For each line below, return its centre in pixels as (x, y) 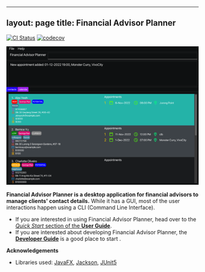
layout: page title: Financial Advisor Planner (91, 23)
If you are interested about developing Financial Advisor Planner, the (101, 232)
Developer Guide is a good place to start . (68, 238)
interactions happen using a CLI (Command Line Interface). (81, 207)
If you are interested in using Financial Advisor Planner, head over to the (106, 219)
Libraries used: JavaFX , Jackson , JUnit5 (66, 262)
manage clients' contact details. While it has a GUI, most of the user (93, 201)
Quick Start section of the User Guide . (63, 226)
